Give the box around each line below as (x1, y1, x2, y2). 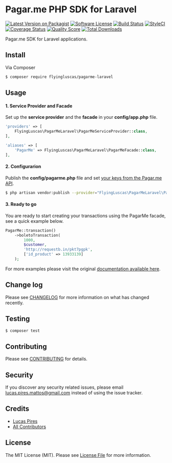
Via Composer (5, 64, 36, 70)
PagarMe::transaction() (5, 228, 56, 233)
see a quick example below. (5, 218, 64, 224)
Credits (5, 405, 30, 413)
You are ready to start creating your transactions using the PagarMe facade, (5, 213, 166, 219)
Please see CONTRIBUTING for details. (5, 356, 88, 362)
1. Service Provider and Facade (5, 102, 73, 109)
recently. (5, 300, 24, 306)
